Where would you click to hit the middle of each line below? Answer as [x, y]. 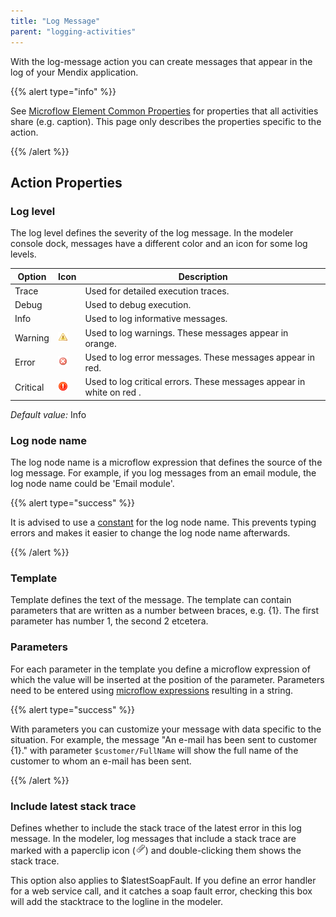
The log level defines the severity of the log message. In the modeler [152, 233]
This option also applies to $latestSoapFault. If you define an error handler [163, 880]
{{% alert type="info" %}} [63, 91]
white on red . [113, 392]
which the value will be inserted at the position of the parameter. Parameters [167, 679]
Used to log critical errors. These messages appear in [195, 382]
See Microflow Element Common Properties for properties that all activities [164, 111]
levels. [23, 254]
